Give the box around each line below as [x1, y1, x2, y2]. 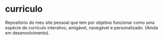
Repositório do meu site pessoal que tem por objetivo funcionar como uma [5, 20, 155, 25]
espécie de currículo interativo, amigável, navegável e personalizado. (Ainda [5, 24, 158, 30]
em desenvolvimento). [5, 30, 50, 36]
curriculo [5, 3, 43, 15]
